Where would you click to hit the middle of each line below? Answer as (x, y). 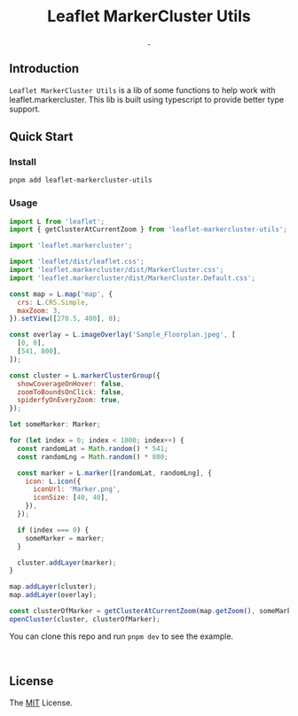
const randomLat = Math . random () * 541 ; (93, 448)
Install (23, 162)
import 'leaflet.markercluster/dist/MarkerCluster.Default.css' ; (132, 278)
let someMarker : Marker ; (55, 424)
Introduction (44, 69)
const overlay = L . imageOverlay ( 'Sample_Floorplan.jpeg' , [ (123, 335)
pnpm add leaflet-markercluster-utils (81, 180)
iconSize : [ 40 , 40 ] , (71, 498)
